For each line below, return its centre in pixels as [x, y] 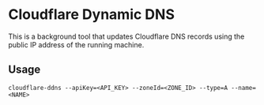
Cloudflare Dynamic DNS [92, 15]
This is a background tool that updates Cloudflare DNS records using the [126, 36]
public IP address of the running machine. [76, 44]
